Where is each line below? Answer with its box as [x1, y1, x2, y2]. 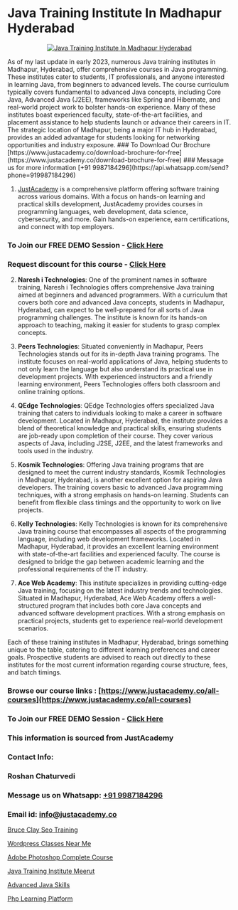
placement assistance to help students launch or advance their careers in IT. [7, 117, 232, 126]
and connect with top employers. [17, 222, 115, 231]
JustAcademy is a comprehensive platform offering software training [17, 184, 220, 193]
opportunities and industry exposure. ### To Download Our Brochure [7, 140, 211, 149]
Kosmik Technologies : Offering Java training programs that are [17, 460, 205, 469]
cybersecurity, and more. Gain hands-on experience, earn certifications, [17, 215, 229, 223]
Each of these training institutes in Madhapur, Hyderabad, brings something [7, 638, 229, 647]
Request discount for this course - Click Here [7, 259, 166, 269]
